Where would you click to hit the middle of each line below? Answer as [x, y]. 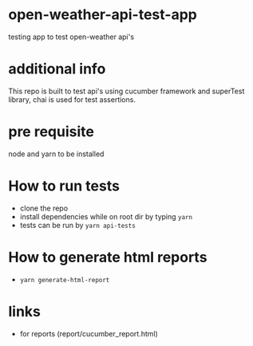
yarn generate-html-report [65, 280]
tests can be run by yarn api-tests [77, 225]
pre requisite [51, 132]
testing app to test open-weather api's [71, 37]
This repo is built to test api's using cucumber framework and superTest [126, 91]
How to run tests [64, 186]
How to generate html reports [108, 257]
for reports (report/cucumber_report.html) [89, 333]
